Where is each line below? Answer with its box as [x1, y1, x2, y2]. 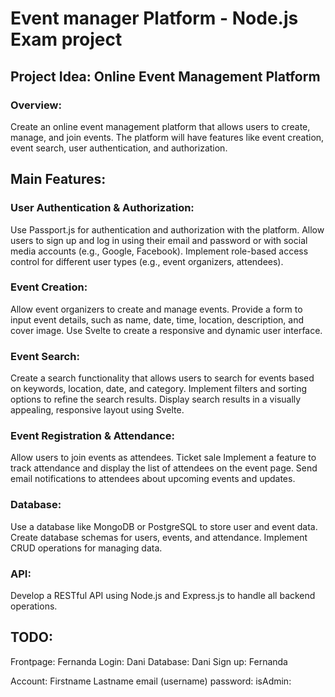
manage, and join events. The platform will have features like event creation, [10, 131, 325, 143]
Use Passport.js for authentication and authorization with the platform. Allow [10, 223, 325, 236]
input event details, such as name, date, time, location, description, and [10, 313, 305, 326]
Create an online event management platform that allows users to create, [10, 120, 311, 132]
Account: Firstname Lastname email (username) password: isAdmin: [10, 675, 292, 687]
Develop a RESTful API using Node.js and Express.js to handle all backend [10, 590, 316, 602]
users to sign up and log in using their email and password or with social [10, 234, 308, 246]
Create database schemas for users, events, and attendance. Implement [10, 531, 308, 543]
